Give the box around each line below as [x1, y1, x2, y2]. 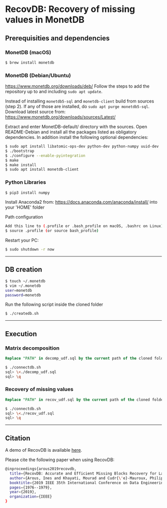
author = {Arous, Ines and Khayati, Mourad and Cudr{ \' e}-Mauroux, [9, 476, 148, 481]
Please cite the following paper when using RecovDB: [5, 457, 115, 463]
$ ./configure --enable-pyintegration [5, 153, 85, 158]
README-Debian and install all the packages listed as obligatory [5, 129, 137, 135]
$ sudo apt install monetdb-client [5, 167, 79, 172]
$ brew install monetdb [5, 60, 55, 65]
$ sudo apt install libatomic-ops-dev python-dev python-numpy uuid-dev [5, 144, 159, 149]
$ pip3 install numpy [5, 190, 50, 195]
